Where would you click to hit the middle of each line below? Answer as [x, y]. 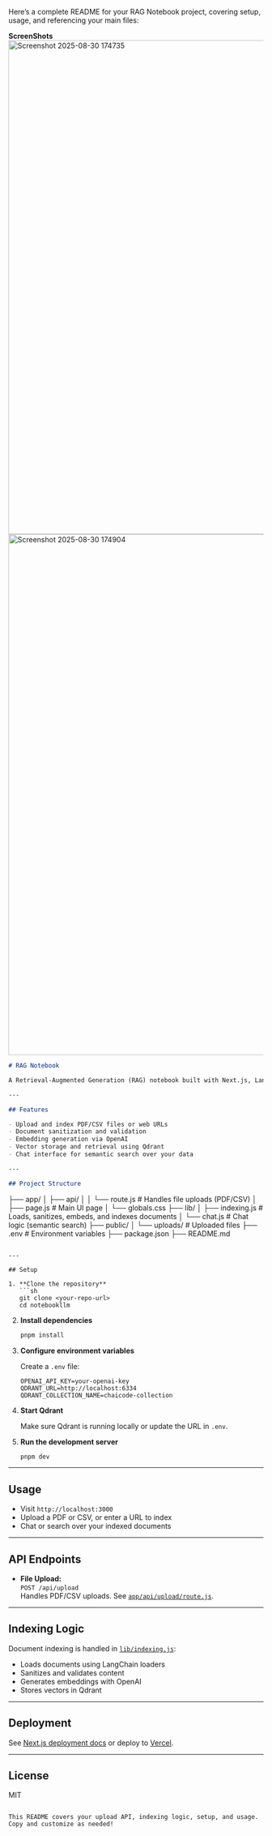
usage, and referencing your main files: [74, 20]
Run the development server [69, 1441]
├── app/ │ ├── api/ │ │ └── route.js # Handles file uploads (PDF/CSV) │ [133, 1199]
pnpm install [42, 1335]
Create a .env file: [50, 1366]
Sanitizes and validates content [72, 1672]
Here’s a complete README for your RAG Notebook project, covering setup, [135, 12]
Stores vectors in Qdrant [61, 1690]
